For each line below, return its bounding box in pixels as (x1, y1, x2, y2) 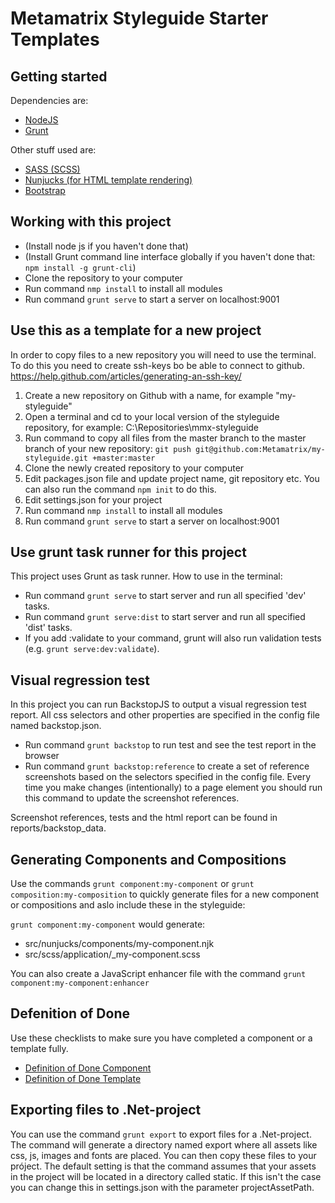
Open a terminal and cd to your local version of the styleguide (24, 410, 280, 422)
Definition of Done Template (24, 1072, 142, 1084)
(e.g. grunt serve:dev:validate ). (24, 643, 160, 655)
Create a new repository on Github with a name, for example (24, 389, 274, 401)
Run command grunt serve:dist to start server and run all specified (24, 611, 306, 623)
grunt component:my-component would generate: (10, 918, 206, 931)
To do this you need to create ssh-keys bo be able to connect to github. (10, 359, 305, 371)
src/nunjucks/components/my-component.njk (24, 938, 215, 950)
